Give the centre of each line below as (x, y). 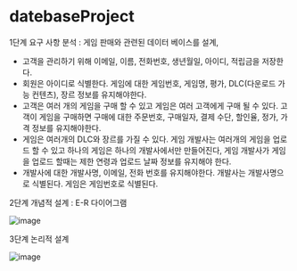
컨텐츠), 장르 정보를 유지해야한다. (89, 94)
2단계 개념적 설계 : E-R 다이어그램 (68, 202)
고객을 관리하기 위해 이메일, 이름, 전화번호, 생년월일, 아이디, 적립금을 (141, 61)
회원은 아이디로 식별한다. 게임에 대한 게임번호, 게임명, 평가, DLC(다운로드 (149, 83)
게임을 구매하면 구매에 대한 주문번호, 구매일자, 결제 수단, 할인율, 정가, (159, 117)
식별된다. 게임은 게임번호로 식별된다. (95, 184)
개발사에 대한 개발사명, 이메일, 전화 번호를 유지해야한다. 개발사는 (134, 172)
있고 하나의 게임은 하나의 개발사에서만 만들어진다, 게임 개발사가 (160, 150)
